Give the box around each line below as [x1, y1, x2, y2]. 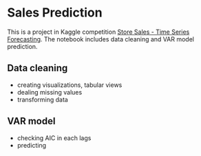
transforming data [17, 95, 69, 104]
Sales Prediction [7, 5, 103, 21]
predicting [17, 141, 47, 149]
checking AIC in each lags [17, 133, 92, 142]
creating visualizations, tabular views [17, 81, 123, 89]
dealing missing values [17, 88, 83, 96]
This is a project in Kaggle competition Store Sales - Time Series [7, 28, 190, 36]
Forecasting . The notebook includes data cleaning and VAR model [7, 35, 195, 43]
